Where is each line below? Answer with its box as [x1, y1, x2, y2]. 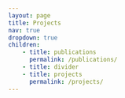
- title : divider [22, 63, 79, 71]
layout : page [8, 11, 51, 20]
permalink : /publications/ [28, 56, 118, 64]
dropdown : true [8, 33, 58, 42]
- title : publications [22, 48, 97, 56]
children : [8, 41, 41, 49]
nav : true [8, 26, 41, 34]
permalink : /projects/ [28, 77, 104, 85]
